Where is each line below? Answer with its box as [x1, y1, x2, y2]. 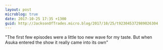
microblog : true [5, 12, 38, 17]
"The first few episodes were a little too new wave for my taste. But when [5, 34, 152, 40]
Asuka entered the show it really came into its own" [5, 40, 108, 46]
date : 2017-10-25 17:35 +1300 [5, 16, 67, 21]
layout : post [5, 7, 32, 12]
